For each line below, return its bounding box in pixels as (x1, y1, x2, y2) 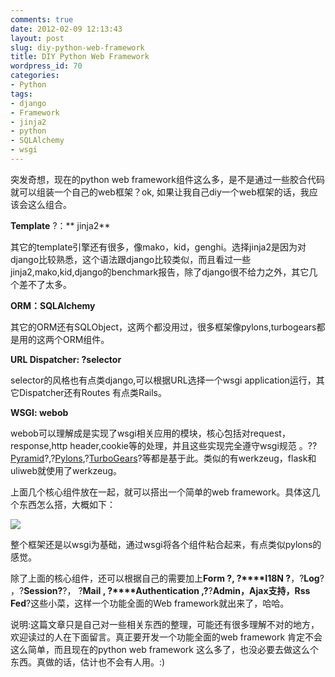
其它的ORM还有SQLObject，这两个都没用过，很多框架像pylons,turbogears (10, 321, 317, 333)
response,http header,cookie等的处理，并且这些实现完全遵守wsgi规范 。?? (10, 439, 318, 451)
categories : (10, 71, 60, 81)
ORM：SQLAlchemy (10, 299, 96, 311)
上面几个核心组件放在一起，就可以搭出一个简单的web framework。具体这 (10, 486, 312, 498)
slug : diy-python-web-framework (10, 42, 145, 53)
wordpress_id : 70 (10, 61, 83, 71)
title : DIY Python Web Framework (10, 52, 150, 62)
